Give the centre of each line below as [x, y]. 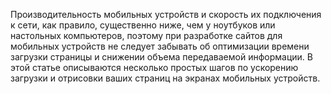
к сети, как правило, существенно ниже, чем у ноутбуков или [143, 25]
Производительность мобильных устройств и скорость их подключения [166, 14]
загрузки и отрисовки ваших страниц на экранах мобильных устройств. [165, 78]
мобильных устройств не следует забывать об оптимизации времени [160, 46]
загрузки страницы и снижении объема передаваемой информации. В [161, 57]
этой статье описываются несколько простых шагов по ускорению [154, 67]
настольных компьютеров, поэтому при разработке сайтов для [146, 35]
